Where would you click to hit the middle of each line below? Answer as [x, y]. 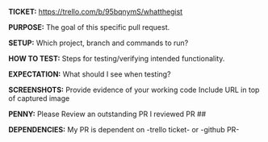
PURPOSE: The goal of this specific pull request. [89, 27]
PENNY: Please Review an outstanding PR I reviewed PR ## [107, 114]
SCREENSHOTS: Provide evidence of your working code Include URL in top [134, 90]
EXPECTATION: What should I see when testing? [90, 74]
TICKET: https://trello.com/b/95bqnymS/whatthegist [96, 12]
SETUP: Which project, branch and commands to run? [98, 43]
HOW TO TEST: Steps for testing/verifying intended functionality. [117, 58]
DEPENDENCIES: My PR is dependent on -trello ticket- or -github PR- [124, 129]
